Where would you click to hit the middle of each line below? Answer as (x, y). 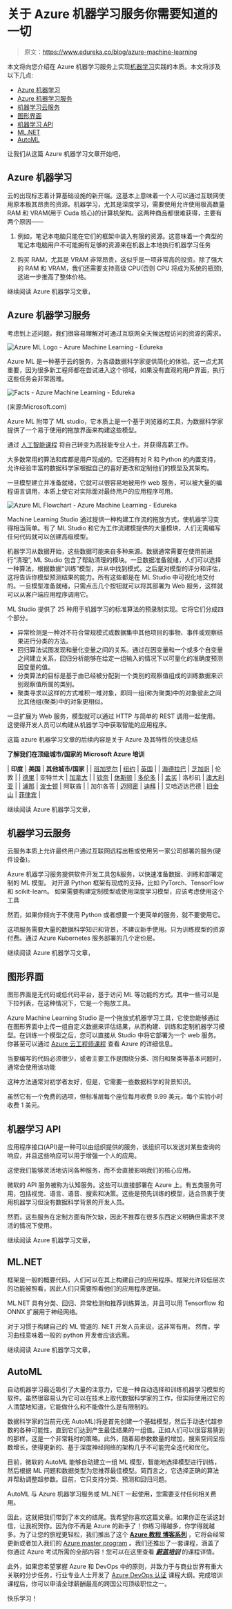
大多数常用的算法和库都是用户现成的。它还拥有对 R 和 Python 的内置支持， (113, 459)
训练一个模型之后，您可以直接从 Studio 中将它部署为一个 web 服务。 (122, 1035)
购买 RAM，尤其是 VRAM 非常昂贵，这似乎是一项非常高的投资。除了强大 (120, 259)
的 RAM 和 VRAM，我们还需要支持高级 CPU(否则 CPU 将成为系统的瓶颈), (120, 268)
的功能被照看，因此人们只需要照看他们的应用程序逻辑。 (86, 1288)
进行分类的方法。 (48, 641)
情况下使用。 (37, 1225)
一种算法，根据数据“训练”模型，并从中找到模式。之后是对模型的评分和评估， (116, 568)
